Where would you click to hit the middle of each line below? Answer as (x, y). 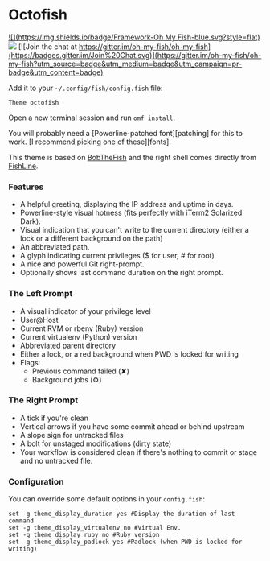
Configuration (36, 481)
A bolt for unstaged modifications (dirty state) (96, 443)
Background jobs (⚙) (67, 379)
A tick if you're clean (54, 418)
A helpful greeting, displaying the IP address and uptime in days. (127, 204)
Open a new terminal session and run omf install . (92, 118)
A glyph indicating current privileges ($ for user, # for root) (117, 256)
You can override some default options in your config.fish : (106, 499)
